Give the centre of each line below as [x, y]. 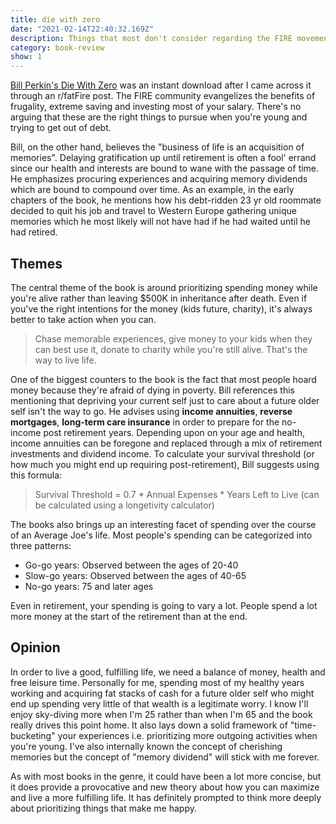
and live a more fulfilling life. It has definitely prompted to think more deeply [166, 797]
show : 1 [26, 57]
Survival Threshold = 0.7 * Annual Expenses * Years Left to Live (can [177, 494]
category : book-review [57, 47]
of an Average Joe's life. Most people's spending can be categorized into [161, 535]
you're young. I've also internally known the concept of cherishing [146, 746]
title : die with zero [55, 19]
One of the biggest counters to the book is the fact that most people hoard [163, 379]
